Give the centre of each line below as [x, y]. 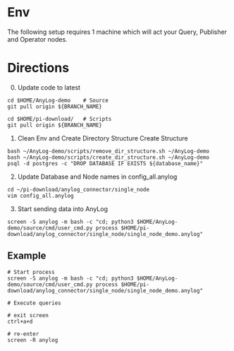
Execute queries [37, 303]
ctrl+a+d [20, 321]
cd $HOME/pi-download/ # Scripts [60, 119]
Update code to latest [49, 87]
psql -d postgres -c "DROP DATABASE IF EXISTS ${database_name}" [105, 163]
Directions [38, 68]
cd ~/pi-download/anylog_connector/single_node [79, 189]
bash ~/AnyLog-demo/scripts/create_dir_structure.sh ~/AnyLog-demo [109, 157]
